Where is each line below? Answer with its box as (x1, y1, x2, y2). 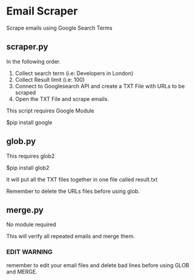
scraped (15, 89, 36, 96)
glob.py (6, 136, 36, 146)
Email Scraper (6, 4, 78, 18)
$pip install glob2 (6, 164, 50, 171)
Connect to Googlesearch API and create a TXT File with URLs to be (15, 82, 185, 90)
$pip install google (6, 119, 53, 126)
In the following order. (6, 57, 61, 65)
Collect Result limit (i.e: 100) (15, 76, 85, 83)
